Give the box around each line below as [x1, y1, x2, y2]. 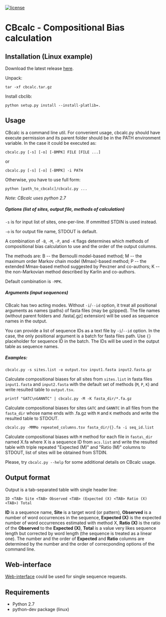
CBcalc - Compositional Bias [5, 22, 125, 33]
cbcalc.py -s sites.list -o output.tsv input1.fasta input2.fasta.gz [5, 367, 152, 372]
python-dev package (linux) [12, 607, 69, 613]
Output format [5, 474, 51, 482]
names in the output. [5, 318, 48, 324]
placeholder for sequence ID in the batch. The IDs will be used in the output [5, 338, 160, 344]
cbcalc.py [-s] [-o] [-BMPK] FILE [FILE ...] [5, 149, 101, 155]
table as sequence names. [5, 343, 59, 349]
